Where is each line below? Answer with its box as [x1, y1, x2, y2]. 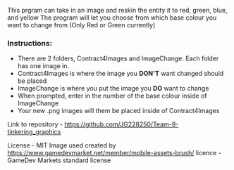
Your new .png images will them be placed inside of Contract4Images [17, 107, 220, 115]
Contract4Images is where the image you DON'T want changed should [17, 70, 224, 78]
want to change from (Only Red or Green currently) [7, 21, 156, 29]
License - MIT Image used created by [7, 141, 116, 150]
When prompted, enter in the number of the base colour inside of [17, 91, 207, 100]
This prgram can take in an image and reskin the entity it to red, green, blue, [7, 6, 228, 14]
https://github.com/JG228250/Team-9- [64, 120, 179, 129]
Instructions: [7, 38, 53, 48]
